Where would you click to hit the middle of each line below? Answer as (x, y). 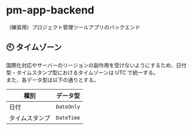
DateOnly (68, 107)
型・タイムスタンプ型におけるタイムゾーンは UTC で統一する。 (82, 72)
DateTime (68, 117)
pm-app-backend (50, 10)
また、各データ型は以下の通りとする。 (52, 80)
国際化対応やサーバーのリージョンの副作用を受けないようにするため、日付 (96, 65)
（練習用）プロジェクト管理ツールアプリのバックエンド (73, 27)
